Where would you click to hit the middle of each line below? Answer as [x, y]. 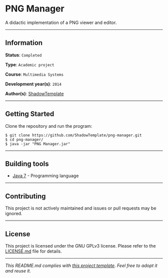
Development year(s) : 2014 [33, 84]
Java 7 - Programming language [45, 176]
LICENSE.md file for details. [33, 251]
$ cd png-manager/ [24, 139]
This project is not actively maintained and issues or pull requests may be [81, 208]
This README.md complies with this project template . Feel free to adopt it [81, 266]
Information [24, 43]
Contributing [25, 196]
